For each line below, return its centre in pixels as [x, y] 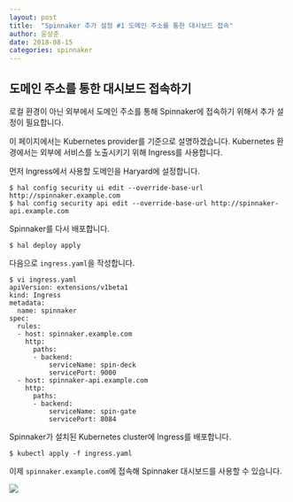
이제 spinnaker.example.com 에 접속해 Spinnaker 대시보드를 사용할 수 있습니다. [146, 471]
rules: [29, 326]
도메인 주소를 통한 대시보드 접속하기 [100, 88]
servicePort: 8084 [82, 419]
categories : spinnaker [51, 50]
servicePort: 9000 [82, 373]
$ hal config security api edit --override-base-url [108, 203]
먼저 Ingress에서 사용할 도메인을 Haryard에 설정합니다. [105, 171]
